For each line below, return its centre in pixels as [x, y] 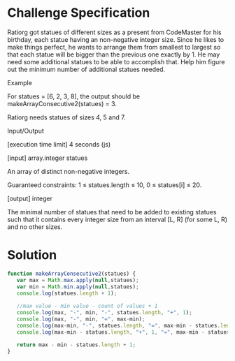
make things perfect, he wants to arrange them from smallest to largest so [114, 47]
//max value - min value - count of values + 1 [87, 306]
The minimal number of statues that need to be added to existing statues [112, 212]
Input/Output [26, 131]
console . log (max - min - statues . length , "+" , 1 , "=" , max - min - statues [123, 332]
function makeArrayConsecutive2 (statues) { [72, 274]
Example [20, 82]
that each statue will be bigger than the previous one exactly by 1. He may [114, 54]
